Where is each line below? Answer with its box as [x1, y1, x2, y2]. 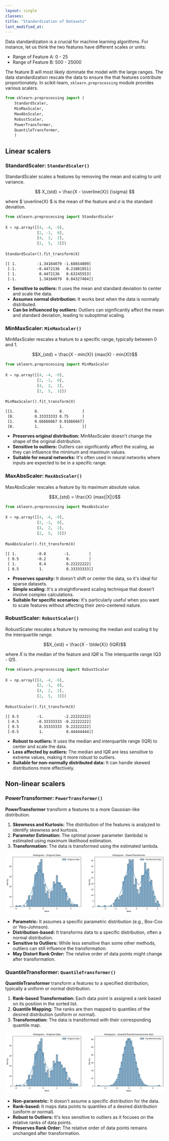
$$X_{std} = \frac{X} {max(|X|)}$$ [48, 493, 121, 500]
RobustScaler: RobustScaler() [5, 615, 79, 622]
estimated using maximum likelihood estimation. [12, 837, 112, 844]
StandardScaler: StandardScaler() [5, 162, 90, 169]
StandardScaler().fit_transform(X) [5, 252, 80, 257]
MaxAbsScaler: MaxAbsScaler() [5, 473, 82, 480]
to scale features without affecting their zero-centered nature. [12, 602, 142, 608]
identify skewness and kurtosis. [12, 827, 79, 833]
